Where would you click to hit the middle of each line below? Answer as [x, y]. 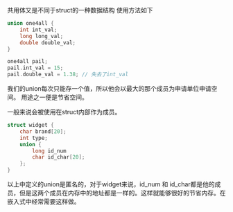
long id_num [50, 151]
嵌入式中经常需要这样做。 [44, 202]
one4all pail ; [28, 62]
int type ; [34, 138]
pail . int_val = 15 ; [35, 68]
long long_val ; [42, 36]
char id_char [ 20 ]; [59, 157]
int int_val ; [38, 30]
